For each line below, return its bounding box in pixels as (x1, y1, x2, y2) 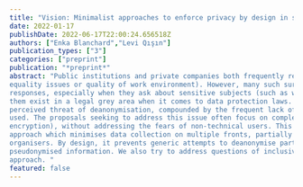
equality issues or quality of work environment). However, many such (9, 80, 280, 89)
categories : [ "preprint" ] (9, 55, 106, 64)
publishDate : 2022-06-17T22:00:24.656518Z (9, 30, 171, 39)
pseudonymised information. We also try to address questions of (9, 147, 260, 156)
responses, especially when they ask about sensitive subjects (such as (9, 88, 289, 97)
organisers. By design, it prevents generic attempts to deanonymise (9, 138, 277, 147)
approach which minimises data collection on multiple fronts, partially (9, 130, 293, 139)
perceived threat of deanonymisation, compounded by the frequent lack (9, 105, 284, 114)
